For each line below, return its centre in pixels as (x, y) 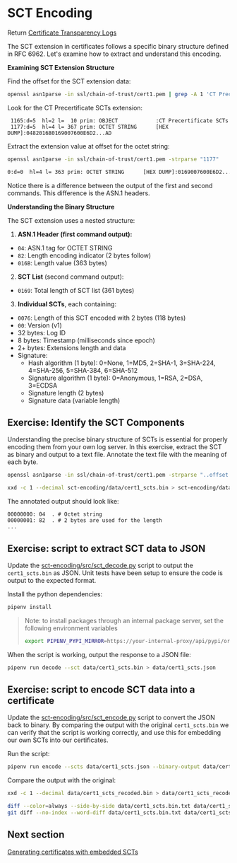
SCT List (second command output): (71, 277)
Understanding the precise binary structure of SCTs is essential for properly (117, 439)
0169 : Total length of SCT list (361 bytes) (76, 290)
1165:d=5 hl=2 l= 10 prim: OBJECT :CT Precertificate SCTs (120, 121)
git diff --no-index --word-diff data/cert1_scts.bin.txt (94, 813)
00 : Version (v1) (39, 325)
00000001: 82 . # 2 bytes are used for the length (85, 521)
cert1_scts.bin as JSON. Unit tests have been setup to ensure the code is (115, 573)
